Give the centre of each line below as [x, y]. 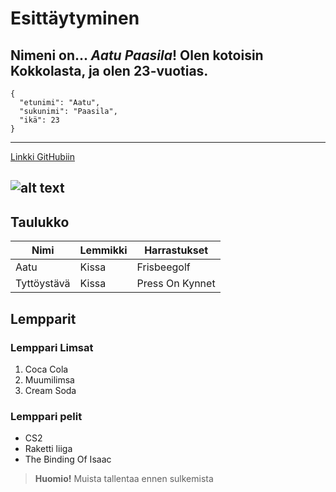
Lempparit [43, 318]
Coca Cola [46, 369]
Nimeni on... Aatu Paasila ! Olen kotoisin [137, 55]
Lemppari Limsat [52, 347]
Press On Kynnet [176, 284]
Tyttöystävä [43, 284]
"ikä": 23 [39, 120]
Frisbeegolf [163, 267]
